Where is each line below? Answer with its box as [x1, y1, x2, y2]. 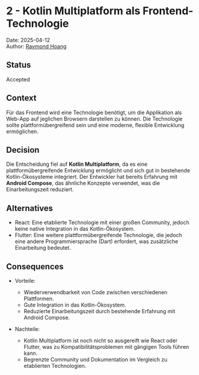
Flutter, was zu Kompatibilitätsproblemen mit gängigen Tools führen [23, 344, 189, 350]
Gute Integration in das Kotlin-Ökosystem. [23, 301, 127, 308]
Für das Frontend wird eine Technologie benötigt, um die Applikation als [6, 109, 182, 116]
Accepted [6, 75, 30, 83]
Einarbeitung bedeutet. [14, 244, 71, 251]
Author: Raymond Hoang [6, 43, 67, 50]
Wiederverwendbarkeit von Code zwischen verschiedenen [23, 289, 168, 295]
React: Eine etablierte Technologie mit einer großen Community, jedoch [14, 219, 189, 226]
